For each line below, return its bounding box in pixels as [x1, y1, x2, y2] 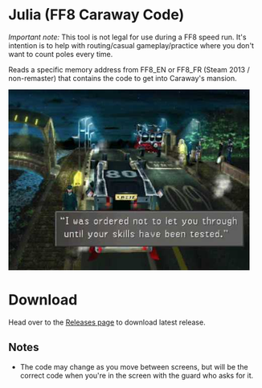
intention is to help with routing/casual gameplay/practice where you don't [8, 40, 255, 50]
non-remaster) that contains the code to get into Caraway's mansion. [8, 73, 237, 83]
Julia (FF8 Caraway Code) [8, 6, 185, 24]
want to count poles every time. [8, 49, 113, 59]
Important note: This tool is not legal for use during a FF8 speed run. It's [8, 32, 247, 42]
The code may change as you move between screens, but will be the [19, 361, 248, 371]
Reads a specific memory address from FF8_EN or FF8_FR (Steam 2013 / [8, 64, 251, 74]
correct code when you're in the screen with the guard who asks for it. [19, 370, 254, 380]
